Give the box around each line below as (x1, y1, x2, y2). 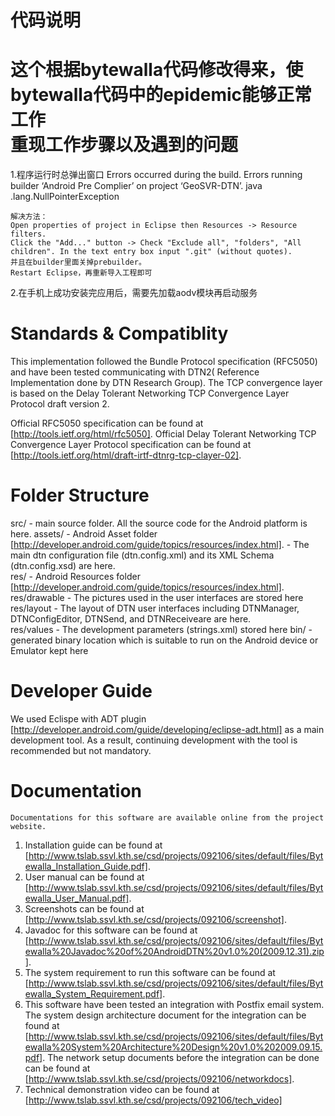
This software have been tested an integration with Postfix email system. (24, 998, 325, 1010)
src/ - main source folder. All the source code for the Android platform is (10, 517, 308, 529)
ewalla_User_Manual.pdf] (24, 892, 130, 904)
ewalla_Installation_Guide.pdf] (24, 860, 148, 872)
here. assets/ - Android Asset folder (10, 528, 158, 540)
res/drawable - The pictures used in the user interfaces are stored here (10, 592, 304, 603)
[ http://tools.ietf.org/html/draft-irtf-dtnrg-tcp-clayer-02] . (10, 449, 242, 461)
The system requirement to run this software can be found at (24, 966, 276, 978)
